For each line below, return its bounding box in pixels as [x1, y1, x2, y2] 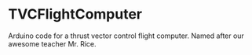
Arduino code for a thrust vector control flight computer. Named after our [8, 31, 245, 40]
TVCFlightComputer [8, 5, 143, 23]
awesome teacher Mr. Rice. [8, 39, 97, 48]
